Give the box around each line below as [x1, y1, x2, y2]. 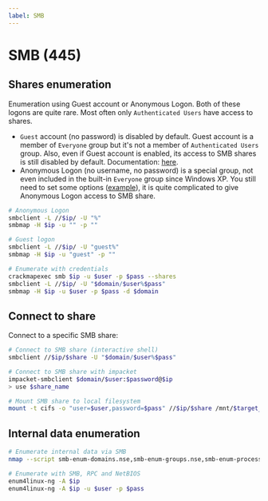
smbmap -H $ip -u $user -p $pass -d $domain [8, 287, 159, 296]
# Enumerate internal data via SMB [8, 448, 127, 456]
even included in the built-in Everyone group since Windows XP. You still [19, 173, 257, 184]
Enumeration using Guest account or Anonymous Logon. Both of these [8, 99, 241, 109]
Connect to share [8, 309, 97, 323]
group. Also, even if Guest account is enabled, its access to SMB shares [19, 149, 257, 158]
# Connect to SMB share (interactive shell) [8, 346, 159, 354]
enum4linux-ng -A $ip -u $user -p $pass [8, 484, 145, 492]
